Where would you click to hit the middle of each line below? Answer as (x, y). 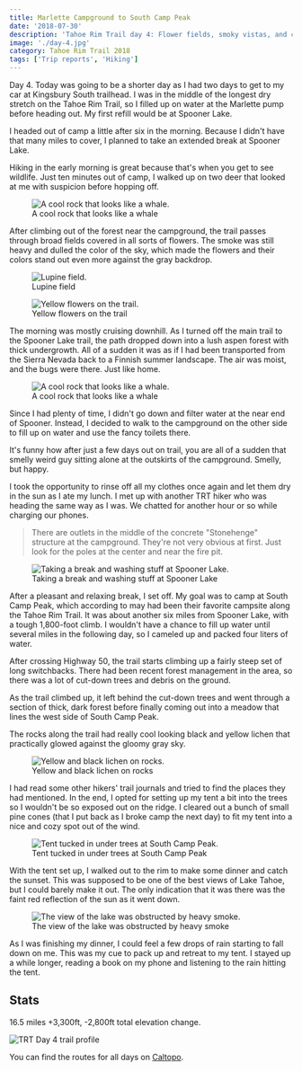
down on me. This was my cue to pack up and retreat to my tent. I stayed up (150, 953)
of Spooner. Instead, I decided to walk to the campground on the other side (148, 423)
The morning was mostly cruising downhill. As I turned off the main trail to (146, 331)
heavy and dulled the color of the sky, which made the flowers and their (142, 250)
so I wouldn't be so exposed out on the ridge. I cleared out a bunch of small (149, 807)
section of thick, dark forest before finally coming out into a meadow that (144, 707)
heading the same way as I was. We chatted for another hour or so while (143, 505)
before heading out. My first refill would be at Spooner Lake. (121, 114)
